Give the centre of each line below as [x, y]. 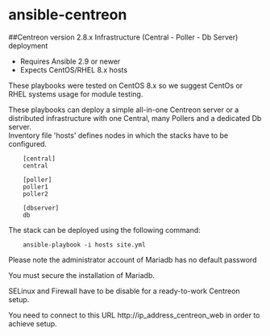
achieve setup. [33, 323]
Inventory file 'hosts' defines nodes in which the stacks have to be [118, 135]
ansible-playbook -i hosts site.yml [85, 245]
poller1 [35, 187]
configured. [27, 143]
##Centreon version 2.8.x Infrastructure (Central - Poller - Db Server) [123, 37]
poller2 [35, 194]
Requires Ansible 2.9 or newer [70, 61]
